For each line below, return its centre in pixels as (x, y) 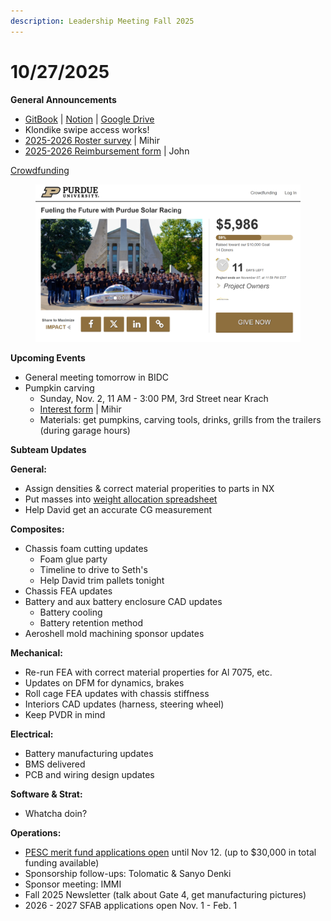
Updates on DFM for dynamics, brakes (104, 683)
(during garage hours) (85, 431)
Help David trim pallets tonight (102, 581)
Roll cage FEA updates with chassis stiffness (117, 694)
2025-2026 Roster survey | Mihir (92, 140)
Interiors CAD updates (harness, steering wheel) (124, 704)
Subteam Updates (48, 450)
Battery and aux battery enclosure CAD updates (123, 602)
